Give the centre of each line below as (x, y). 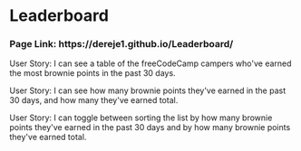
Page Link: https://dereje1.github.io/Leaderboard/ (121, 44)
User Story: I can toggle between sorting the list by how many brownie (141, 118)
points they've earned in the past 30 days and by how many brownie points (150, 127)
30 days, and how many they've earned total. (94, 100)
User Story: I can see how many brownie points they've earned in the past (148, 90)
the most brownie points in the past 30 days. (92, 73)
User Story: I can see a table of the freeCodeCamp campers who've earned (150, 63)
